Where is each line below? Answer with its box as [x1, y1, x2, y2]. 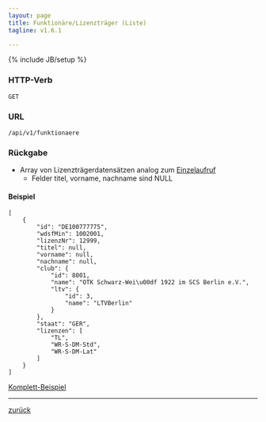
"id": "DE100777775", [36, 223, 108, 231]
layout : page [8, 11, 51, 20]
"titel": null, [36, 244, 87, 252]
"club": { [36, 264, 69, 273]
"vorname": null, [36, 251, 93, 259]
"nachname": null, [36, 258, 97, 266]
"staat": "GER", [36, 320, 90, 329]
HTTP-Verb [8, 74, 53, 86]
